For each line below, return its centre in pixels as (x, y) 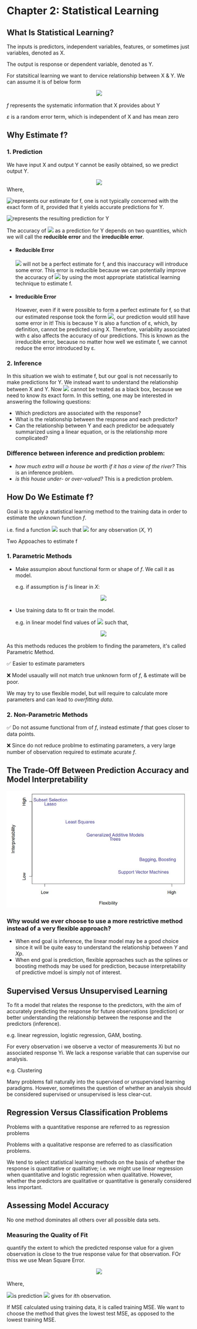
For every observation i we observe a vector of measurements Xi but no (94, 1046)
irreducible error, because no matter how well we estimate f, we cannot (101, 342)
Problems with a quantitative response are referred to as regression (88, 1127)
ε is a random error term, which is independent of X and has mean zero (93, 117)
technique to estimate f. (44, 283)
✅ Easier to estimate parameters (46, 663)
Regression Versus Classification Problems (87, 1112)
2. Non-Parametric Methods (47, 714)
